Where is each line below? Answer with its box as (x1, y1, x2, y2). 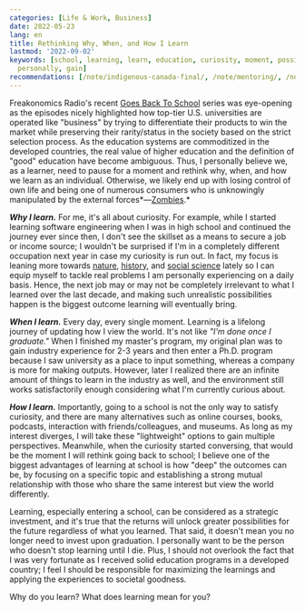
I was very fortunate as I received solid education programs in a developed (9, 554, 290, 565)
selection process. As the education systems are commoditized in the (9, 135, 271, 146)
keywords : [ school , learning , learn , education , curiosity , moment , (9, 55, 274, 65)
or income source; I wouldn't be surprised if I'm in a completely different (9, 240, 280, 251)
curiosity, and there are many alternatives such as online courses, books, (9, 411, 283, 422)
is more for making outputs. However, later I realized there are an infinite (9, 365, 280, 376)
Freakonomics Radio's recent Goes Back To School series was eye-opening (9, 97, 292, 108)
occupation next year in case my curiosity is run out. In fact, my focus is (9, 250, 279, 261)
